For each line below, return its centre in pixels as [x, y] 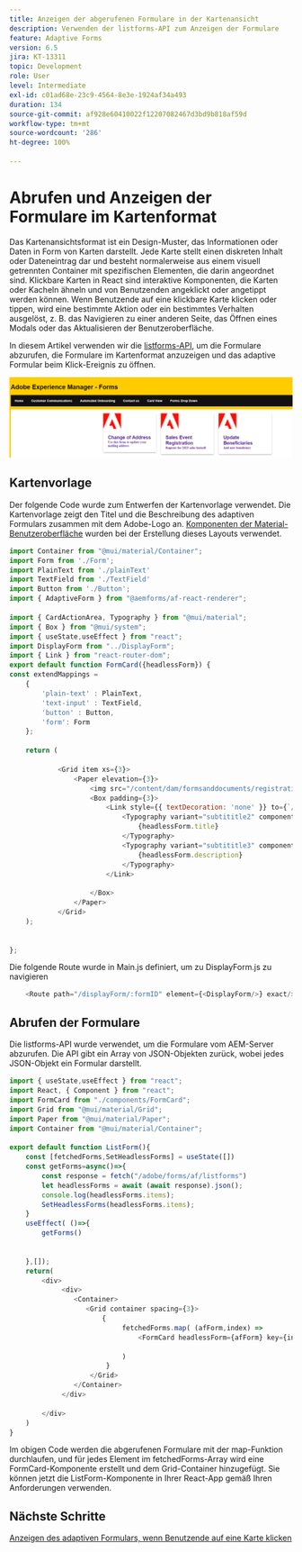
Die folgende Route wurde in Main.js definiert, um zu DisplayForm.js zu [141, 967]
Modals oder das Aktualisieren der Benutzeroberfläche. [112, 328]
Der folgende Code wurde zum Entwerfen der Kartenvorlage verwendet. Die [150, 504]
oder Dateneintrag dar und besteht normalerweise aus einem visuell [135, 260]
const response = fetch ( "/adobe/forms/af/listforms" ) [144, 1175]
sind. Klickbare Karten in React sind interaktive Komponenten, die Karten [144, 280]
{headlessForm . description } [191, 855]
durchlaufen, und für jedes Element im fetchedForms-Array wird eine [137, 1459]
